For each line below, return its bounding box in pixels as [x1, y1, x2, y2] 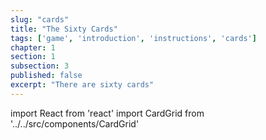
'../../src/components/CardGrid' [10, 117, 140, 130]
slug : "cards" [10, 14, 70, 25]
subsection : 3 [10, 61, 70, 71]
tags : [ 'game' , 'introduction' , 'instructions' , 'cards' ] [10, 33, 257, 43]
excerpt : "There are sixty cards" [10, 80, 155, 90]
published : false [10, 71, 83, 81]
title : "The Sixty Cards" [10, 24, 118, 34]
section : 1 [10, 52, 56, 62]
